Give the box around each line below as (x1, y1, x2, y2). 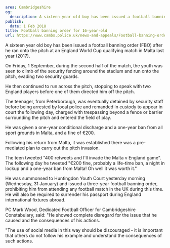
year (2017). (5, 53, 30, 59)
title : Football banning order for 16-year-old (5, 28, 108, 33)
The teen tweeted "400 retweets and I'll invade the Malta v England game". (5, 155, 162, 161)
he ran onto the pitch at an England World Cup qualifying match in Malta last (5, 48, 164, 54)
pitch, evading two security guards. (5, 73, 79, 79)
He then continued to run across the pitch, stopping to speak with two (5, 84, 151, 90)
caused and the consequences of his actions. (5, 218, 100, 224)
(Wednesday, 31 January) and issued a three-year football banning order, (5, 181, 158, 187)
